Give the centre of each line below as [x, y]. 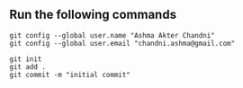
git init [26, 59]
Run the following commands [93, 15]
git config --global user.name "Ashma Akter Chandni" [112, 35]
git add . [28, 66]
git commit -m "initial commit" [70, 75]
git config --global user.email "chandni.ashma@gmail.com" [122, 43]
